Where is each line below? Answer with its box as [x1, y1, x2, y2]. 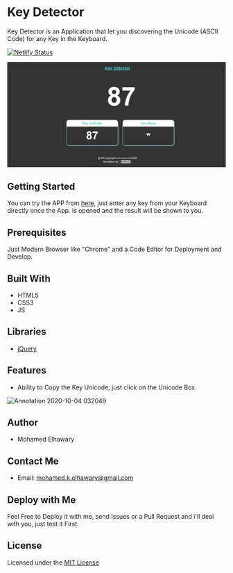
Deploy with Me [7, 494, 76, 506]
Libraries [7, 326, 46, 338]
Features [7, 364, 46, 376]
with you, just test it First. [7, 519, 79, 528]
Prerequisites [7, 227, 67, 239]
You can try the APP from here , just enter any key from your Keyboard [7, 199, 207, 207]
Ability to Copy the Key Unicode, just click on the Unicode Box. [17, 383, 197, 392]
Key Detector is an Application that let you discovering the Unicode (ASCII [7, 27, 218, 35]
